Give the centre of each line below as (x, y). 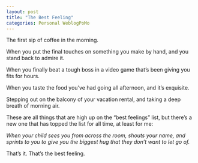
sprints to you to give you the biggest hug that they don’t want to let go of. (98, 142)
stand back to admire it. (35, 58)
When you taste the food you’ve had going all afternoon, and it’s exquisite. (98, 88)
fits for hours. (23, 76)
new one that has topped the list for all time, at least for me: (80, 124)
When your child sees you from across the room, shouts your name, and (96, 135)
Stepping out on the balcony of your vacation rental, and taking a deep (94, 99)
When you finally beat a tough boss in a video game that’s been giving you (98, 70)
